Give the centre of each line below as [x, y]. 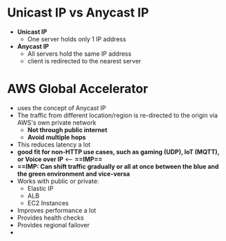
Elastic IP [40, 188]
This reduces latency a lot [54, 144]
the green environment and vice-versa [73, 174]
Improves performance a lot [56, 210]
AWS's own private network [56, 123]
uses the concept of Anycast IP [62, 107]
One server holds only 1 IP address [76, 39]
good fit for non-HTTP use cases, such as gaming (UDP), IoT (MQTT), [118, 151]
